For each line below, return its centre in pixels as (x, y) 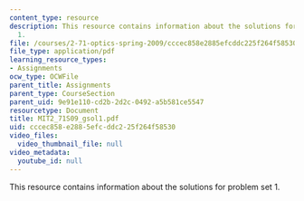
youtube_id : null (50, 161)
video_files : (34, 136)
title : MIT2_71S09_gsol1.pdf (64, 119)
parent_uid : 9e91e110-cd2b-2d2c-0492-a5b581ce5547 (107, 102)
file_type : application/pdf (62, 52)
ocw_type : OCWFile (44, 77)
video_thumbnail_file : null (71, 144)
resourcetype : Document (54, 110)
